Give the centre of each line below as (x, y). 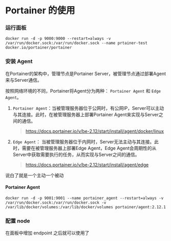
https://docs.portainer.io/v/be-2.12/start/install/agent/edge (87, 165)
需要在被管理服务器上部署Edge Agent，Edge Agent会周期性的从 (89, 148)
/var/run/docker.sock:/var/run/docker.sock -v (56, 203)
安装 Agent (19, 61)
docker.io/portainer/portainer (39, 48)
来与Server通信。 (24, 80)
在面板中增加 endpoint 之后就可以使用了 (47, 233)
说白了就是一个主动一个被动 (35, 175)
